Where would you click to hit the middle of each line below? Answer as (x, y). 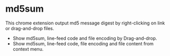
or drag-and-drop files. (30, 28)
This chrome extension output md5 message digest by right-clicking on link (85, 23)
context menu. (28, 49)
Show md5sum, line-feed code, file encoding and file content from (83, 43)
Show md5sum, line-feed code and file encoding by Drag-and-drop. (85, 38)
